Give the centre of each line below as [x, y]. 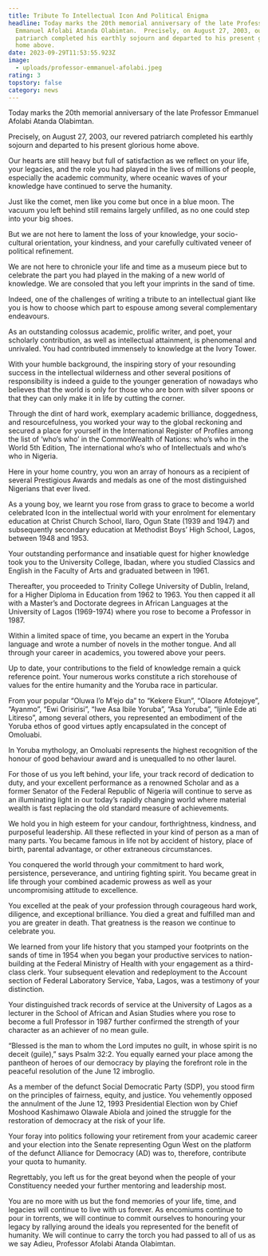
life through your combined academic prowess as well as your [110, 882]
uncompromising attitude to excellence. [73, 890]
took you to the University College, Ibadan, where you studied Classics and [132, 562]
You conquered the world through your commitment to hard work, [116, 865]
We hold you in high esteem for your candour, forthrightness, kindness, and [132, 824]
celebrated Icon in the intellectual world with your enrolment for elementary [132, 513]
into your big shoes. [41, 219]
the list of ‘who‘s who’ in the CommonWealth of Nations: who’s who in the [128, 439]
